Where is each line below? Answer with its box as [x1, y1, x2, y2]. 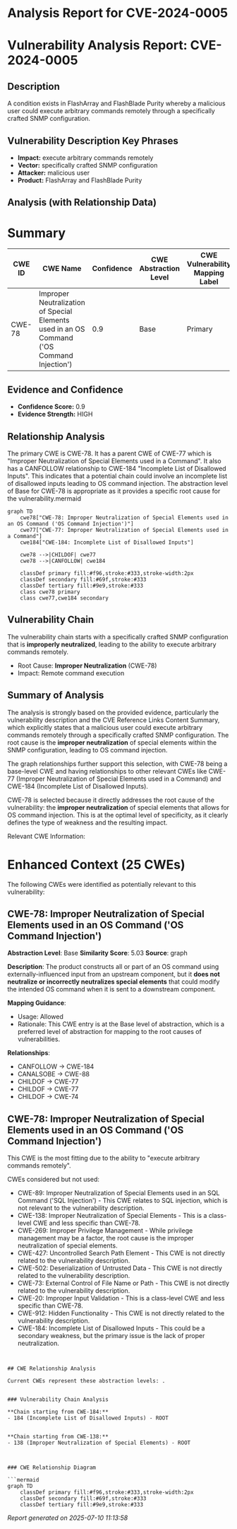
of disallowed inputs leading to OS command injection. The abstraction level [7, 479, 228, 487]
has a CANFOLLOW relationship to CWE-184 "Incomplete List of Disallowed [7, 464, 227, 472]
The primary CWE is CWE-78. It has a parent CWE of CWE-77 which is [7, 449, 212, 458]
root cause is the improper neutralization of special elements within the [7, 738, 217, 747]
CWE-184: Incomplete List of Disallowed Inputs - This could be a [17, 1324, 205, 1332]
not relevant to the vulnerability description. [17, 1204, 145, 1212]
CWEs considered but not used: [7, 1175, 100, 1184]
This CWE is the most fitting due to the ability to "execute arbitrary [7, 1154, 200, 1163]
